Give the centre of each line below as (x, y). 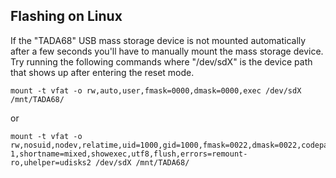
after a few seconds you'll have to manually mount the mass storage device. (167, 51)
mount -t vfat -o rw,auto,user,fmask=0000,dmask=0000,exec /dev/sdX (156, 90)
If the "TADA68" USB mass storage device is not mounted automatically (158, 40)
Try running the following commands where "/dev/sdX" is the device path (161, 61)
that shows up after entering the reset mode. (102, 72)
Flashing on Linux (66, 16)
